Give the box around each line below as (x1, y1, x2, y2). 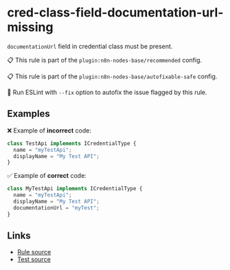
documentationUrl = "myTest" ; (13, 204, 100, 211)
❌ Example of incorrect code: (7, 126, 91, 135)
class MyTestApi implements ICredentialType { (7, 185, 143, 192)
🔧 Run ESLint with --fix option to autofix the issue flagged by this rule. (7, 88, 207, 96)
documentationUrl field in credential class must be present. (7, 42, 173, 50)
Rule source (16, 248, 51, 256)
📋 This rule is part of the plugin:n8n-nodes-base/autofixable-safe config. (7, 72, 218, 80)
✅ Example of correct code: (7, 172, 87, 180)
